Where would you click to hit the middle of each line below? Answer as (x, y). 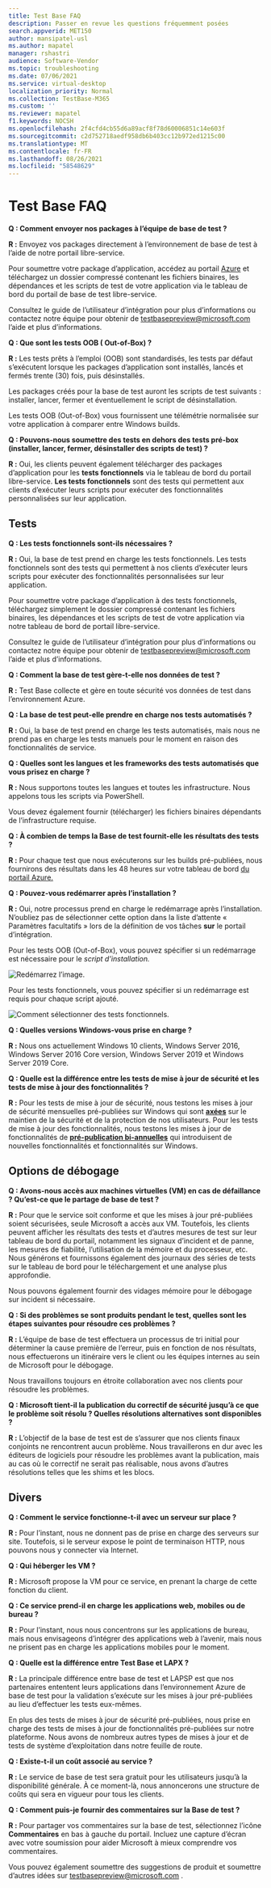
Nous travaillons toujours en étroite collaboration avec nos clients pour (126, 1380)
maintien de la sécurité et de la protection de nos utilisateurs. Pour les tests (133, 1120)
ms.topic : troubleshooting (54, 69)
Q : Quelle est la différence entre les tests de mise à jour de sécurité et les (134, 1078)
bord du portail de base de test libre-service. (83, 294)
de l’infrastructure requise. (52, 820)
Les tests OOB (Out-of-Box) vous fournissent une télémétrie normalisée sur (134, 416)
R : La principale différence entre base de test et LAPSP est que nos (121, 1678)
